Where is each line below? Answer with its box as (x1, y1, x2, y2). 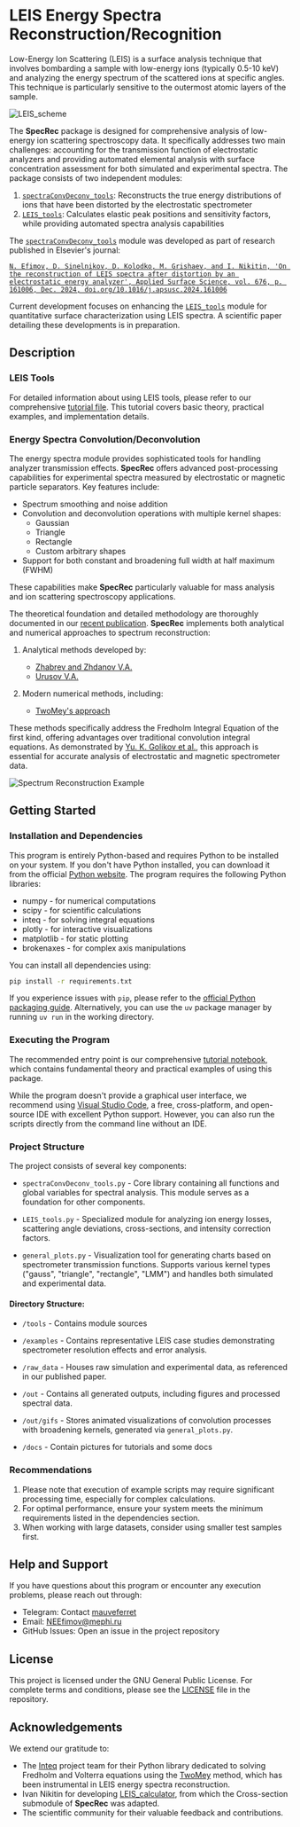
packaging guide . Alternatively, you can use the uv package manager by (9, 1002, 273, 1013)
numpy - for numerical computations (21, 895, 157, 906)
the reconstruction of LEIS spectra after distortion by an (9, 270, 236, 278)
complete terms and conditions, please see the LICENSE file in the (9, 1684, 250, 1695)
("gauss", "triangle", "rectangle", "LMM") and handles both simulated (21, 1269, 273, 1280)
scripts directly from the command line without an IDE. (9, 1118, 208, 1129)
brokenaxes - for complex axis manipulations (21, 942, 187, 953)
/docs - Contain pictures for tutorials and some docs (21, 1442, 212, 1453)
